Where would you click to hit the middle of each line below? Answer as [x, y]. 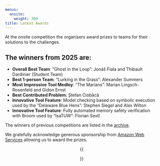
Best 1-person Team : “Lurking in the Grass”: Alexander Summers [77, 80]
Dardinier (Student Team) [37, 74]
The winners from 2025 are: [48, 57]
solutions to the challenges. [33, 42]
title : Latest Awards [27, 23]
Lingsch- [130, 85]
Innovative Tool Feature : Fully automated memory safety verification [81, 111]
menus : [12, 9]
